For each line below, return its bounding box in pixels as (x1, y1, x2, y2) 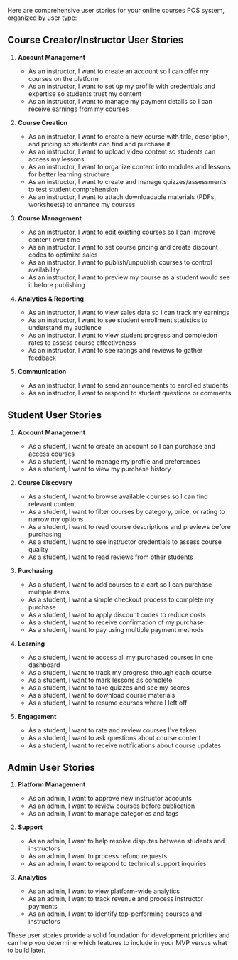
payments (28, 902, 58, 911)
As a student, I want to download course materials (28, 690, 175, 699)
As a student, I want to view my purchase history (28, 464, 171, 473)
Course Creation (17, 118, 68, 127)
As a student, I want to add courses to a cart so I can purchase (28, 580, 212, 589)
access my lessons (28, 154, 85, 163)
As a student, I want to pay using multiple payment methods (28, 625, 205, 634)
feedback (28, 353, 57, 362)
